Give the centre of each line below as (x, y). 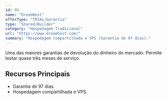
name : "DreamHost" (25, 15)
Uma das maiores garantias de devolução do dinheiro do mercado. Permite (84, 53)
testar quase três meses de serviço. (43, 58)
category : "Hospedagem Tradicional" (44, 29)
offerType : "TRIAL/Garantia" (36, 19)
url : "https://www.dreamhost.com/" (43, 34)
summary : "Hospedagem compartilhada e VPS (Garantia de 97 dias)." (78, 39)
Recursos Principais (38, 74)
